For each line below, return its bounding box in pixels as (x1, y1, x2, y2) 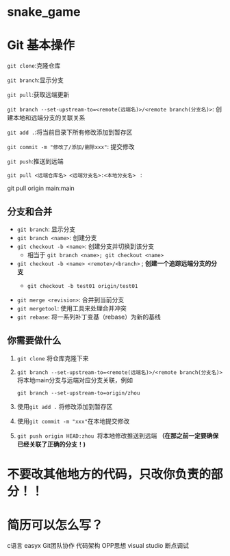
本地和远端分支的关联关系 (12, 114, 86, 122)
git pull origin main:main (7, 184, 75, 192)
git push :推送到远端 (7, 157, 64, 166)
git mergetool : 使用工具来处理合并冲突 (16, 304, 127, 312)
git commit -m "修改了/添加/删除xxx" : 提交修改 (7, 143, 135, 151)
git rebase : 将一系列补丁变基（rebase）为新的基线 (16, 313, 161, 321)
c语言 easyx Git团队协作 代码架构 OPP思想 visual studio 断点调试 (7, 541, 190, 549)
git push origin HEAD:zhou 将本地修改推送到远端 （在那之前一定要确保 (16, 432, 219, 440)
